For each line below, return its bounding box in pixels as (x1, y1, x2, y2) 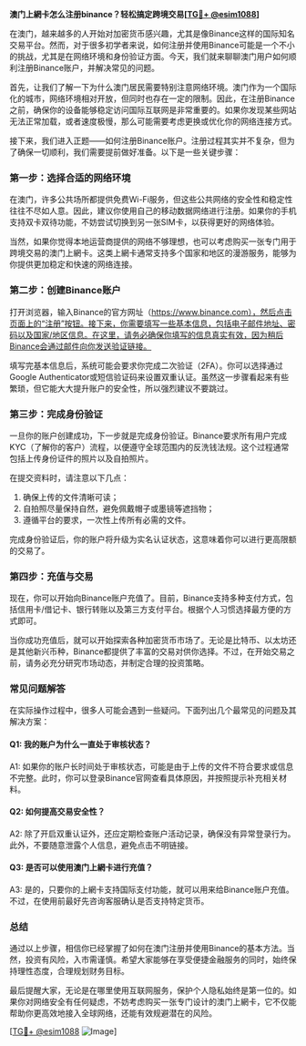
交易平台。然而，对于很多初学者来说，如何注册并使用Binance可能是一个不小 (9, 40, 296, 50)
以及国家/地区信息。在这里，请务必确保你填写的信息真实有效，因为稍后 (16, 329, 284, 340)
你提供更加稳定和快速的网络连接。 (9, 259, 138, 270)
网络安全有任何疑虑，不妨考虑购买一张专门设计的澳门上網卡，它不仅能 (33, 997, 297, 1008)
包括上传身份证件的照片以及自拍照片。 (9, 453, 153, 464)
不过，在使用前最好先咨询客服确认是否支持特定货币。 (9, 896, 209, 907)
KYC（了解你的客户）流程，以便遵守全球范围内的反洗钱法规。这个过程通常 (9, 441, 290, 452)
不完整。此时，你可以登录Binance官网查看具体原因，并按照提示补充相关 (9, 772, 280, 783)
